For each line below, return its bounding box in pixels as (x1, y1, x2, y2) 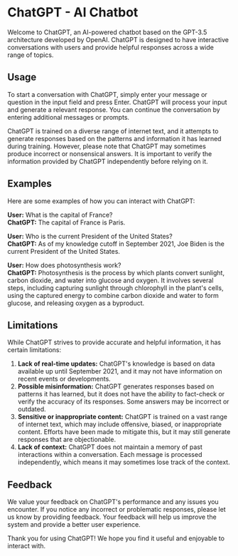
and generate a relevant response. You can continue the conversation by (7, 105, 220, 114)
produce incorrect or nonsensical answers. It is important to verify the (7, 149, 212, 158)
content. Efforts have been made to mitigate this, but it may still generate (17, 428, 231, 436)
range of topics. (7, 51, 54, 59)
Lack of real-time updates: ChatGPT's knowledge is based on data (17, 359, 215, 368)
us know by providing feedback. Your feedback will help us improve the (7, 513, 217, 521)
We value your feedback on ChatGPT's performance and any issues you (7, 498, 219, 506)
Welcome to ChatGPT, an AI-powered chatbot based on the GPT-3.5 (7, 28, 207, 36)
